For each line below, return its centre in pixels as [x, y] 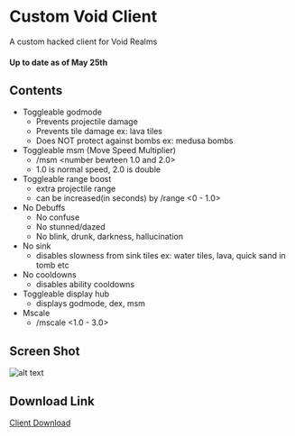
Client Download [40, 422]
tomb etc [52, 265]
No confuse [58, 217]
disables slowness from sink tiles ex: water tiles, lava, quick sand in [161, 256]
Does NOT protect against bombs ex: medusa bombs [134, 141]
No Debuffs [44, 208]
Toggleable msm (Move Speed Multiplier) [99, 150]
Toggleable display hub [66, 294]
